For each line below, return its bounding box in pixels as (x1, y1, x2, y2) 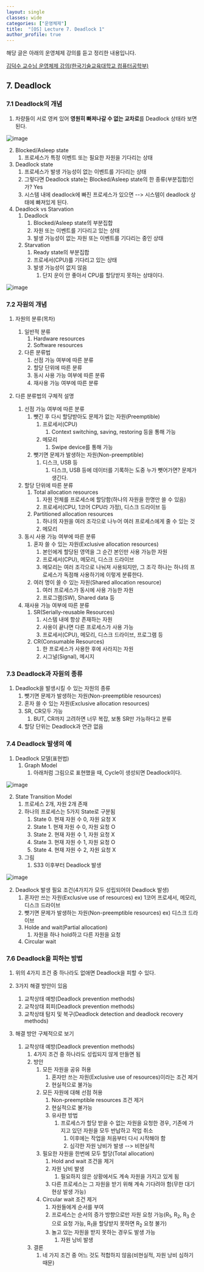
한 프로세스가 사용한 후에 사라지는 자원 (42, 645, 134, 653)
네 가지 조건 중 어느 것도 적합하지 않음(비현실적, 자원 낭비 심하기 (42, 1251, 194, 1259)
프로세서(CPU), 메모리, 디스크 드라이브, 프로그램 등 (42, 631, 163, 639)
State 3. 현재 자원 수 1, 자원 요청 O (33, 838, 116, 845)
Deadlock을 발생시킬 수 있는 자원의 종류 (15, 685, 111, 692)
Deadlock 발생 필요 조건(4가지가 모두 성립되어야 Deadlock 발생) (15, 886, 169, 893)
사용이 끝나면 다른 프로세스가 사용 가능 (42, 623, 134, 631)
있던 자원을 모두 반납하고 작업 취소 (72, 1127, 153, 1134)
